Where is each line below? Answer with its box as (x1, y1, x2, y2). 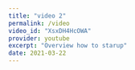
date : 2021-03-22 (8, 49, 67, 57)
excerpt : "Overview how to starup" (8, 42, 128, 50)
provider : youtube (8, 34, 70, 43)
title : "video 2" (8, 11, 67, 20)
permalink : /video (8, 19, 70, 27)
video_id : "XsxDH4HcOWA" (8, 27, 92, 35)
